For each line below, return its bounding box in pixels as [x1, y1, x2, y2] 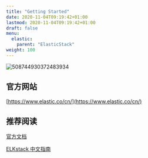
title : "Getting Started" [6, 8, 69, 15]
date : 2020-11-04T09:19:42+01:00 [6, 14, 88, 20]
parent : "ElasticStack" [16, 42, 75, 48]
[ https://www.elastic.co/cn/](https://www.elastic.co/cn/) [6, 98, 142, 105]
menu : [6, 31, 19, 37]
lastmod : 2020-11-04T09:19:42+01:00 [6, 19, 96, 25]
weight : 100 [6, 47, 35, 53]
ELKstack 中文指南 [6, 146, 51, 153]
